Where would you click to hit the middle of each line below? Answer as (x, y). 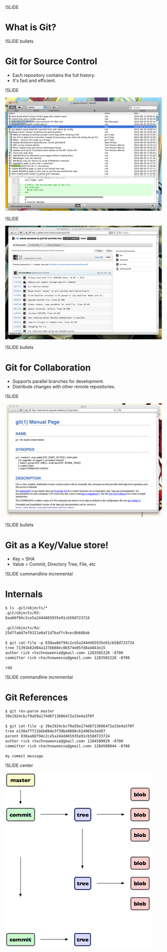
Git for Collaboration (48, 368)
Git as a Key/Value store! (57, 545)
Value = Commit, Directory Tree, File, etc (54, 564)
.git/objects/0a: (23, 628)
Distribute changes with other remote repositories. (64, 387)
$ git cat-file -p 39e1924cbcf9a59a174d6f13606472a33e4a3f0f (70, 726)
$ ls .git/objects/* (27, 608)
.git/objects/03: (23, 613)
